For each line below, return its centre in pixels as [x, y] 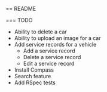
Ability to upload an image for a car [57, 38]
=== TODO [19, 20]
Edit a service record [49, 63]
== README [21, 9]
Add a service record [49, 51]
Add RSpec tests [35, 82]
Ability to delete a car [40, 32]
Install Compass [34, 70]
